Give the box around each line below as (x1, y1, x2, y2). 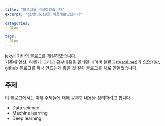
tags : (5, 34, 16, 39)
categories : (5, 21, 30, 26)
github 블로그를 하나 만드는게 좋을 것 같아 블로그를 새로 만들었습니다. (5, 65, 138, 71)
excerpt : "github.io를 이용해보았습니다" (5, 12, 82, 17)
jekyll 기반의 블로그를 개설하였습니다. (5, 53, 77, 59)
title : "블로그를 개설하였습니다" (5, 7, 65, 12)
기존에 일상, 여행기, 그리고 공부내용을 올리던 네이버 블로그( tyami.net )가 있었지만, (5, 59, 161, 64)
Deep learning (12, 115, 41, 121)
